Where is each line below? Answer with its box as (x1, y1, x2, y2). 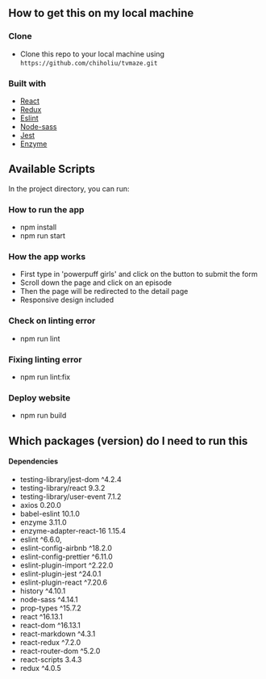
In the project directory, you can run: (8, 183, 130, 193)
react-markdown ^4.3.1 (19, 629, 96, 639)
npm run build (19, 411, 67, 421)
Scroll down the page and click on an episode (19, 278, 172, 287)
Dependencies (8, 456, 59, 467)
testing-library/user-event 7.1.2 (19, 492, 122, 501)
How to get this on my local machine (8, 6, 194, 20)
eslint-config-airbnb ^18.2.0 (19, 543, 113, 552)
